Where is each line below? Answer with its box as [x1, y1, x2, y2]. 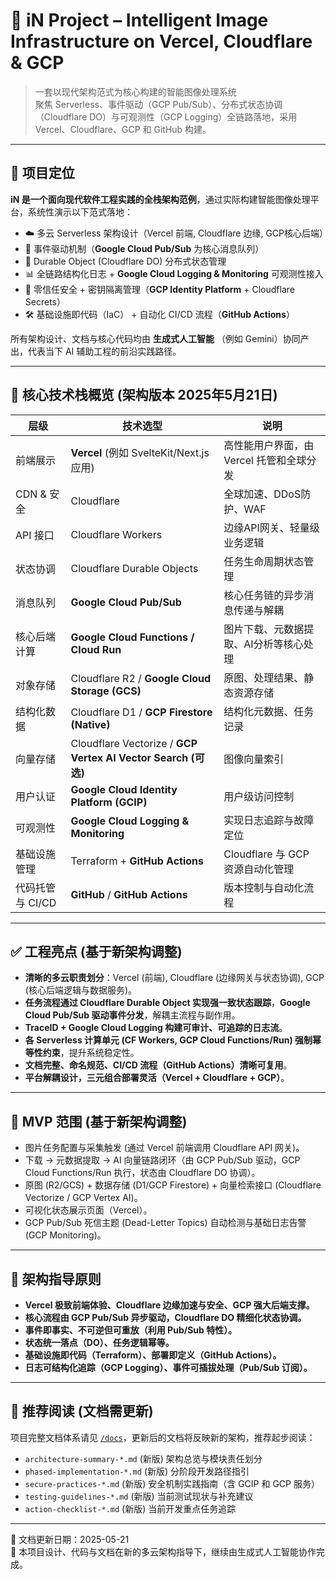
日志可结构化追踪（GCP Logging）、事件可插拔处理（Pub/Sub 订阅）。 [24, 1362, 313, 1373]
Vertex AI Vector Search [70, 750, 189, 764]
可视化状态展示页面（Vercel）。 [24, 1204, 153, 1216]
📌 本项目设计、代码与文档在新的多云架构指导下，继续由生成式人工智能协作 [10, 1545, 317, 1558]
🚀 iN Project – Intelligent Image [10, 9, 269, 32]
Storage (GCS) [70, 684, 142, 698]
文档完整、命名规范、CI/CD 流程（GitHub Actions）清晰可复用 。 [24, 1059, 293, 1071]
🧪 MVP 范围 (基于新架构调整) [10, 1113, 188, 1130]
